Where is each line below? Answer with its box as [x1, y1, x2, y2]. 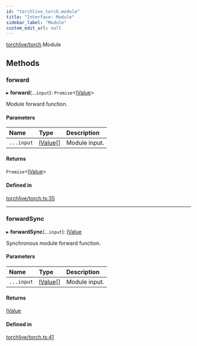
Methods [6, 58, 40, 68]
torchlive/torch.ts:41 [6, 334, 55, 341]
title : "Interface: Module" [6, 14, 75, 20]
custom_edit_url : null [6, 25, 62, 31]
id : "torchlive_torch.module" [6, 8, 80, 15]
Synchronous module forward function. [6, 239, 101, 247]
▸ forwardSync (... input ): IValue [6, 228, 82, 235]
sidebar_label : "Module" [6, 19, 67, 25]
